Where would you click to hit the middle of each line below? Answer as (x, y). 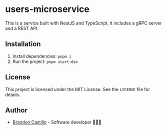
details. (13, 94)
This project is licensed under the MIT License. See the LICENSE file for (77, 89)
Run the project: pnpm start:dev (45, 61)
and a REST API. (22, 28)
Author (16, 110)
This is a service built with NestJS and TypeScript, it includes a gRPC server (83, 23)
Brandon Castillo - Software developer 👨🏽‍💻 (57, 122)
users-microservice (47, 9)
